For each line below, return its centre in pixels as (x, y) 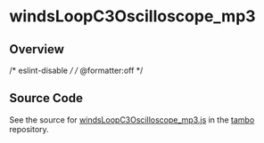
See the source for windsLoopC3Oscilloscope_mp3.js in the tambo (132, 119)
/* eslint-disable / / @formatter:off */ (76, 70)
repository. (29, 129)
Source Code (46, 98)
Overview (37, 49)
